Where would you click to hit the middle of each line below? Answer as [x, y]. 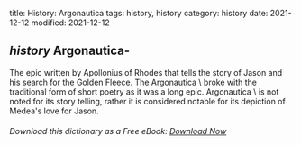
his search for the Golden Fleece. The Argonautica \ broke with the [133, 82]
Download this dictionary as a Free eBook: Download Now [118, 131]
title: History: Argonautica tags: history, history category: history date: [139, 13]
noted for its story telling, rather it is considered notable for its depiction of [147, 101]
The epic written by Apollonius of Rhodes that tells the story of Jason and [146, 72]
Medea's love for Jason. [54, 111]
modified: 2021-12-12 [70, 23]
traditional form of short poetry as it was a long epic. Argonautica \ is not [144, 91]
